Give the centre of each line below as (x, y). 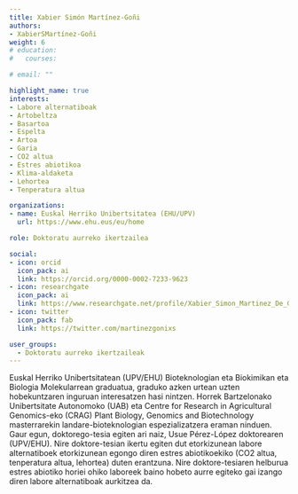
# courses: (33, 59)
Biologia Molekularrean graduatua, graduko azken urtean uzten (125, 388)
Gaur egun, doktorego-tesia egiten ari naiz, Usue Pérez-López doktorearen (146, 435)
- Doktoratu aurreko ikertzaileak (81, 353)
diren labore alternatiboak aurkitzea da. (81, 482)
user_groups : (33, 344)
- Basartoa (29, 124)
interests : (29, 98)
